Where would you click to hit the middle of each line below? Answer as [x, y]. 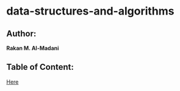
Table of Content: [40, 67]
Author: [21, 34]
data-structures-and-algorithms [91, 11]
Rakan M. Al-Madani [33, 48]
